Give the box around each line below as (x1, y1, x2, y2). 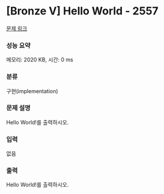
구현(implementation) (6, 87, 58, 94)
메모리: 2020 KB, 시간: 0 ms (6, 56, 73, 64)
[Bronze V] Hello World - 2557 (6, 4, 159, 18)
